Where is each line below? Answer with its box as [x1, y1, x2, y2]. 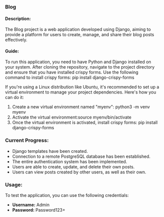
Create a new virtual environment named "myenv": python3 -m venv [12, 104, 150, 110]
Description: [5, 16, 31, 22]
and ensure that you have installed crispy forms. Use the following [5, 70, 139, 75]
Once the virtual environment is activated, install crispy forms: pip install [12, 120, 158, 125]
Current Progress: [5, 137, 49, 144]
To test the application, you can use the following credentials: [5, 192, 129, 198]
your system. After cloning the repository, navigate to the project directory [5, 64, 155, 70]
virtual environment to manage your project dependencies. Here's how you [5, 89, 157, 95]
